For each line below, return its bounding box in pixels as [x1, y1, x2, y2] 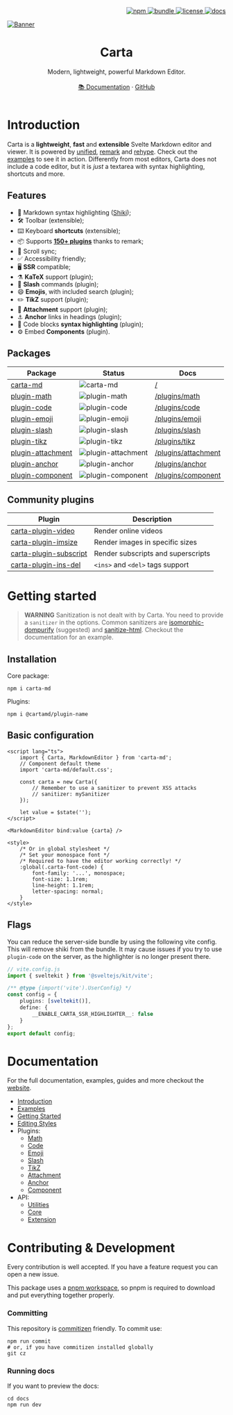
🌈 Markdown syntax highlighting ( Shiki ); [17, 208, 132, 216]
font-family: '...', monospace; [32, 869, 126, 877]
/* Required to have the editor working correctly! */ [19, 857, 182, 864]
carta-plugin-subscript [10, 549, 88, 558]
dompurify [24, 626, 54, 634]
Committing [7, 1309, 49, 1318]
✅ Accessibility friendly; [17, 254, 87, 263]
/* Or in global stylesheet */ [19, 845, 110, 852]
